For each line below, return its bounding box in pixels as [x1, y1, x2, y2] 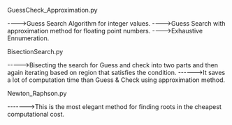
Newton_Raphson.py [7, 90, 67, 97]
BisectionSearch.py [7, 48, 64, 56]
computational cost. [7, 110, 65, 118]
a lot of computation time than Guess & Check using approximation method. [7, 76, 226, 84]
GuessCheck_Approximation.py [7, 6, 98, 14]
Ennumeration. [7, 34, 50, 42]
